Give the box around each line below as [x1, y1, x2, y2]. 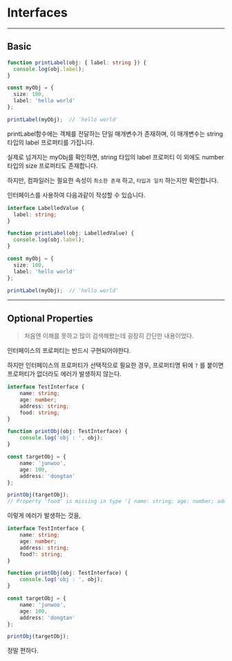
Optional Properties [7, 312, 93, 324]
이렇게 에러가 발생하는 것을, [7, 511, 81, 519]
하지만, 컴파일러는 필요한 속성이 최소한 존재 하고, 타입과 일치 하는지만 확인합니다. [7, 176, 219, 184]
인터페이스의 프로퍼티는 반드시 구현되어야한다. [7, 347, 131, 355]
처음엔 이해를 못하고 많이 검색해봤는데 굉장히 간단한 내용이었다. [23, 332, 195, 340]
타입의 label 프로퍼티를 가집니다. [7, 138, 95, 146]
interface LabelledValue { [7, 204, 85, 211]
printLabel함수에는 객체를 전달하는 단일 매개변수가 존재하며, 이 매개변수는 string [7, 129, 223, 137]
